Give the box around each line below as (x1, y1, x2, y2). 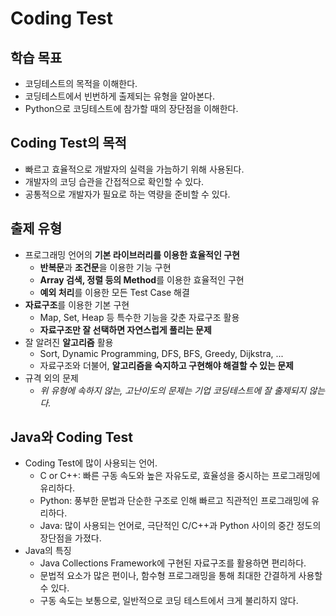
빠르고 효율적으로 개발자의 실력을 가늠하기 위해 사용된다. (24, 163, 245, 175)
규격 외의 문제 (24, 372, 79, 384)
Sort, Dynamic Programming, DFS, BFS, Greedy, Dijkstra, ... (39, 347, 284, 359)
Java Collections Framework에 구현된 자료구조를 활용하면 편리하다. (39, 557, 307, 569)
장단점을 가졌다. (39, 532, 102, 544)
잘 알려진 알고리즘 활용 (24, 336, 114, 348)
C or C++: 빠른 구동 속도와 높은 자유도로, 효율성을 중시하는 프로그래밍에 (39, 470, 321, 482)
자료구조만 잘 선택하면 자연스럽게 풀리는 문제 (39, 323, 212, 336)
